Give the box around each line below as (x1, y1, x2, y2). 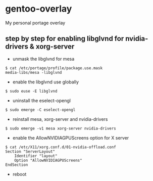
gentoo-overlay (5, 3, 72, 15)
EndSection (5, 162, 28, 167)
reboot (12, 171, 27, 177)
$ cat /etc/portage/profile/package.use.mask (5, 65, 103, 71)
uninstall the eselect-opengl (12, 97, 71, 104)
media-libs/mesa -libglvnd (5, 70, 62, 75)
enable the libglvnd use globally (12, 79, 79, 85)
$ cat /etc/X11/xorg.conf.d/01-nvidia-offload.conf (5, 145, 116, 150)
